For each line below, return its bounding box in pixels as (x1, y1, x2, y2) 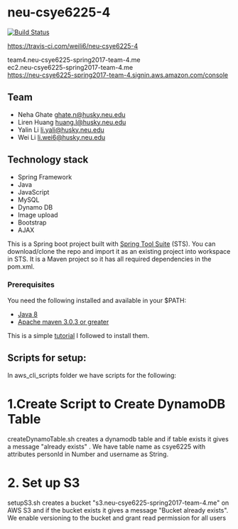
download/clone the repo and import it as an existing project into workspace (7, 247, 231, 255)
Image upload (17, 210, 58, 219)
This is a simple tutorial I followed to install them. (7, 331, 150, 339)
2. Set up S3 (7, 475, 80, 491)
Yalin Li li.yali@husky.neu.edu (17, 125, 104, 134)
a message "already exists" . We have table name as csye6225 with (7, 442, 206, 451)
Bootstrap (17, 218, 47, 227)
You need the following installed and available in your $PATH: (7, 296, 187, 304)
